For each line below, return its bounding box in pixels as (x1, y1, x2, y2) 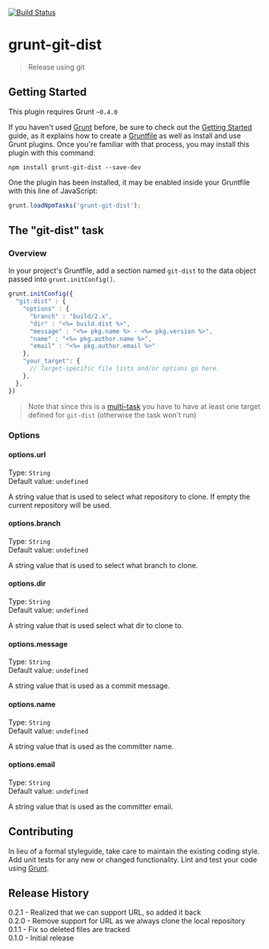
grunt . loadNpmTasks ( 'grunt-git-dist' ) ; (8, 201, 142, 209)
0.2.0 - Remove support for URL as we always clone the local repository (8, 916, 246, 926)
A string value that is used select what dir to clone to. (8, 621, 184, 631)
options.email (8, 760, 55, 769)
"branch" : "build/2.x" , (29, 312, 113, 320)
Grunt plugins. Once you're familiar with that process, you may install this (8, 139, 250, 148)
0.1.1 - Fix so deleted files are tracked (8, 925, 130, 935)
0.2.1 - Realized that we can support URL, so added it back (8, 907, 202, 918)
